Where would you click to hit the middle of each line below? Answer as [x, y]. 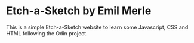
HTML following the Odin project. [47, 33]
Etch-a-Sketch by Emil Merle [79, 11]
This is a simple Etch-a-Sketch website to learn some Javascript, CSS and [97, 27]
